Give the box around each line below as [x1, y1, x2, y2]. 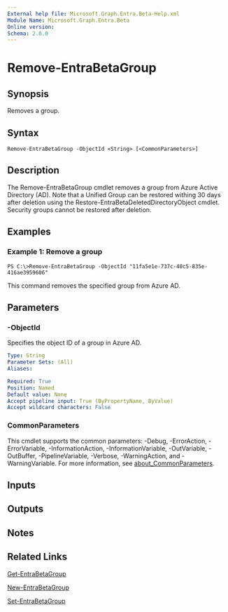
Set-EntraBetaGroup [7, 597, 66, 605]
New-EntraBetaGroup [7, 583, 70, 592]
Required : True [7, 378, 52, 385]
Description [7, 164, 59, 176]
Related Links [7, 551, 68, 563]
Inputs [7, 479, 36, 491]
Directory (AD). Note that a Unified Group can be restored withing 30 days [7, 190, 222, 199]
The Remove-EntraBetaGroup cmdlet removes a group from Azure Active [7, 183, 218, 192]
